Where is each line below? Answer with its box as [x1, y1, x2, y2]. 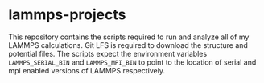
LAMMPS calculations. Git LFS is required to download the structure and [8, 40, 248, 49]
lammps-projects [8, 6, 126, 24]
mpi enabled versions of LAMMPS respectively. [8, 65, 165, 75]
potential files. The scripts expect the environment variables [8, 49, 208, 58]
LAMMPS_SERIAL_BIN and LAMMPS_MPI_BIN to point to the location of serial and [8, 57, 257, 67]
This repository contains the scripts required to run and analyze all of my [8, 32, 250, 41]
